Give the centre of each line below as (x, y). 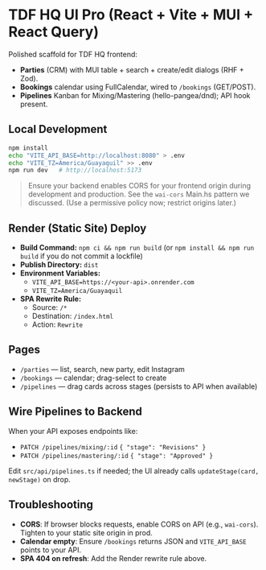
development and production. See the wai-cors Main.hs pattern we (139, 194)
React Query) (53, 32)
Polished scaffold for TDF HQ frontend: (73, 54)
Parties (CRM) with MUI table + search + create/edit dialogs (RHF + (132, 69)
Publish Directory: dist (59, 265)
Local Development (58, 129)
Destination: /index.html (73, 316)
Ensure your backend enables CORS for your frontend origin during (139, 186)
